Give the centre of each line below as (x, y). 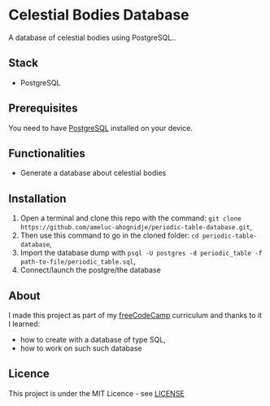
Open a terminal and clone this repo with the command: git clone (131, 218)
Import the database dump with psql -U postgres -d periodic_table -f (141, 253)
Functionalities (47, 153)
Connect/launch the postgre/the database (90, 270)
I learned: (24, 324)
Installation (37, 198)
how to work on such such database (81, 348)
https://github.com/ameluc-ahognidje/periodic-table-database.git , (136, 227)
